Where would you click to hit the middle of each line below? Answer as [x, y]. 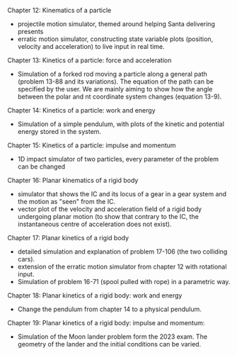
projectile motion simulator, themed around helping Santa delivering [116, 24]
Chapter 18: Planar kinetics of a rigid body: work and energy [95, 295]
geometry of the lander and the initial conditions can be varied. [109, 344]
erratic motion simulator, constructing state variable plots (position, [115, 39]
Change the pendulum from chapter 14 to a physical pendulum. [109, 309]
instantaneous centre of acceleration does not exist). [94, 224]
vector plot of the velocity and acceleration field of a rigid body [110, 209]
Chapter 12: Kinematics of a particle [59, 10]
